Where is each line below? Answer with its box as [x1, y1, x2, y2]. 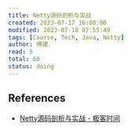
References [8, 92, 66, 105]
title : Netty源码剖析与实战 [8, 11, 92, 20]
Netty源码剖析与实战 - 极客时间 [19, 113, 121, 122]
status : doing [8, 63, 55, 71]
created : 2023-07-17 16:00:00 [8, 19, 107, 27]
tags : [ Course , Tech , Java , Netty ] [8, 33, 125, 42]
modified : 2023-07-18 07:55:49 [8, 26, 111, 34]
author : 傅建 [8, 41, 49, 49]
